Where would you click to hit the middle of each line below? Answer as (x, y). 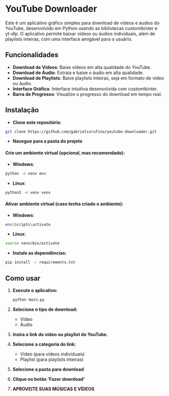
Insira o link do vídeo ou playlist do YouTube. (60, 334)
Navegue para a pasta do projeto (47, 141)
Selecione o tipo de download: (45, 309)
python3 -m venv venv (28, 192)
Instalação (22, 110)
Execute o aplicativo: (35, 291)
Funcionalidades (32, 55)
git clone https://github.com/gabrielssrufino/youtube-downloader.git (81, 132)
